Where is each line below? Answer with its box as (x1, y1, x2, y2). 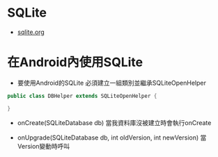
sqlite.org (17, 28, 45, 36)
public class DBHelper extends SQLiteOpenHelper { (7, 92, 157, 99)
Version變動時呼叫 (17, 142, 70, 150)
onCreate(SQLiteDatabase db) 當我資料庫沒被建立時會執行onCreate (17, 118, 212, 126)
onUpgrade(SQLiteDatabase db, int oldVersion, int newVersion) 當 (17, 133, 207, 142)
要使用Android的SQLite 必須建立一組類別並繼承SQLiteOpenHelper (17, 78, 207, 87)
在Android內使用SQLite (7, 54, 143, 70)
